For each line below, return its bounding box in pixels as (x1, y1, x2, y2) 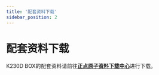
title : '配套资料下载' (6, 8, 57, 15)
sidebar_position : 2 (6, 14, 58, 20)
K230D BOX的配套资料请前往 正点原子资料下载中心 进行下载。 (6, 62, 157, 70)
